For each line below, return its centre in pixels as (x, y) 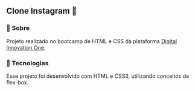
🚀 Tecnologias (27, 63)
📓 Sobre (18, 28)
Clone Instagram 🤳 (42, 11)
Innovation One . (26, 47)
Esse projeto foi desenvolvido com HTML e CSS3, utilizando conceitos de (98, 76)
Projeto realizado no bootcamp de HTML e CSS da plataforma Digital (91, 41)
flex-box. (18, 82)
